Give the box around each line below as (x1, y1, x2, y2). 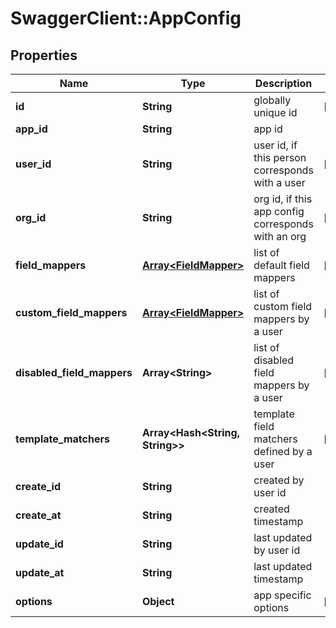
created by (253, 473, 305, 487)
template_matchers (15, 432, 110, 446)
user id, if (253, 138, 298, 152)
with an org (253, 230, 307, 243)
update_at (15, 566, 65, 579)
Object (141, 595, 175, 608)
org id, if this (253, 192, 313, 206)
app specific (253, 588, 312, 602)
